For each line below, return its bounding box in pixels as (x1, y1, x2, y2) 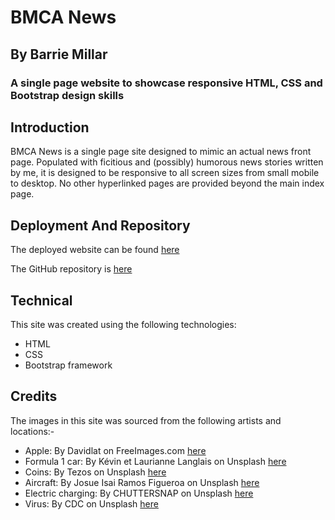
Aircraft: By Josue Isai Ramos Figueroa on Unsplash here (24, 476, 260, 488)
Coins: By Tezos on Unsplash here (24, 466, 167, 478)
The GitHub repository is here (10, 263, 133, 275)
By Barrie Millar (10, 46, 108, 63)
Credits (10, 388, 58, 405)
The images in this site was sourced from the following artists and (10, 414, 282, 426)
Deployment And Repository (10, 217, 191, 234)
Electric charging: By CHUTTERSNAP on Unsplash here (24, 487, 254, 499)
